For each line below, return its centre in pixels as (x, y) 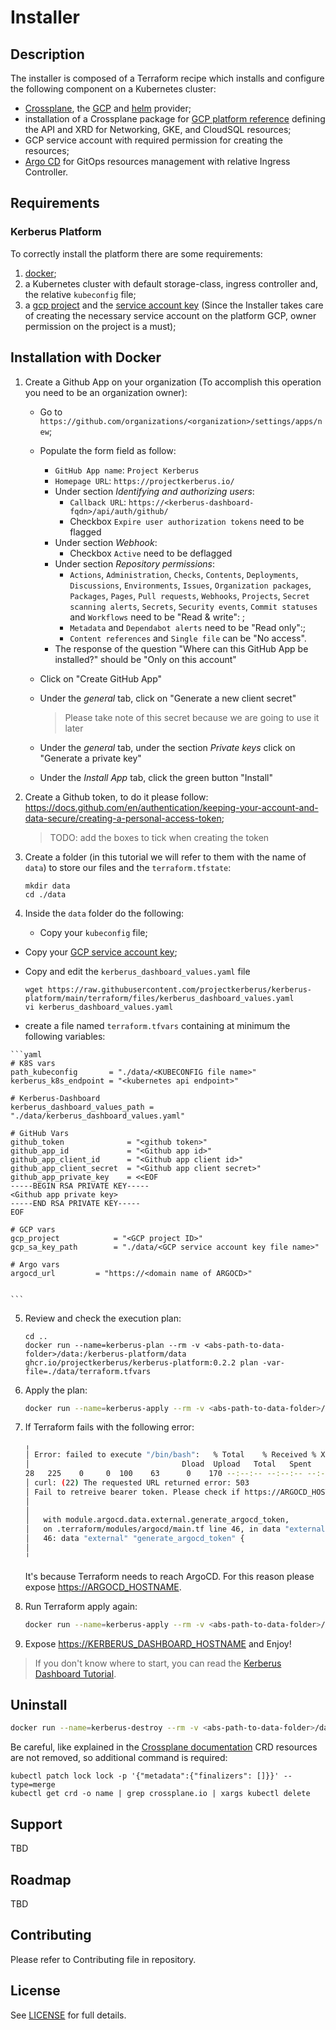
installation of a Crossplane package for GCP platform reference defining (175, 119)
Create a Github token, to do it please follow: (116, 797)
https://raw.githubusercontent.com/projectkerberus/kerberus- (179, 989)
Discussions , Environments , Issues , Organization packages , (190, 585)
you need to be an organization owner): (106, 392)
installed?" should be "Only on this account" (145, 659)
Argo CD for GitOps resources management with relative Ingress (157, 161)
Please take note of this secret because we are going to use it (192, 717)
